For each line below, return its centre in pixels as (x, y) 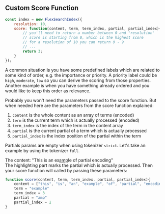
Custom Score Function (42, 8)
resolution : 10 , (31, 24)
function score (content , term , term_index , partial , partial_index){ (78, 179)
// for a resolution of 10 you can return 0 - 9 (73, 42)
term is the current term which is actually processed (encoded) (76, 120)
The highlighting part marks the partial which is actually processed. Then (79, 165)
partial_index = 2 (33, 202)
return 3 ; (33, 51)
